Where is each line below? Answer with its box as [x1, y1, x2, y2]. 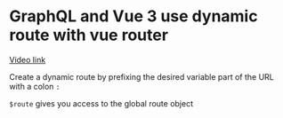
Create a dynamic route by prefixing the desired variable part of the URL [9, 71, 274, 82]
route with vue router [9, 25, 169, 45]
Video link [9, 54, 46, 65]
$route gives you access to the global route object [9, 98, 194, 108]
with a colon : [9, 81, 61, 91]
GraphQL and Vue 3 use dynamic [9, 6, 258, 27]
